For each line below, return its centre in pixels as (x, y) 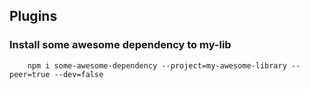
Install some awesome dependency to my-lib (120, 45)
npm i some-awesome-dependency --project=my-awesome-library (157, 65)
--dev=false (78, 74)
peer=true (30, 74)
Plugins (33, 16)
